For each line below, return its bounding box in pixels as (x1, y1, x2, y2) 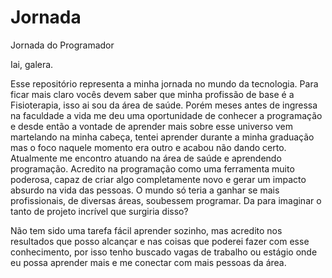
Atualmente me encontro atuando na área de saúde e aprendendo (10, 152, 282, 164)
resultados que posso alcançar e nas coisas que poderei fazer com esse (10, 235, 310, 247)
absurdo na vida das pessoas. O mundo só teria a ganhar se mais (10, 184, 280, 196)
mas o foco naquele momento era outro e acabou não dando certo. (10, 141, 287, 153)
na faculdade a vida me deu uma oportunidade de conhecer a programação (10, 109, 323, 121)
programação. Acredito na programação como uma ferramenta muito (10, 162, 295, 175)
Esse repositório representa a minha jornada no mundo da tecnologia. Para (10, 77, 319, 90)
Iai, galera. (10, 58, 54, 70)
